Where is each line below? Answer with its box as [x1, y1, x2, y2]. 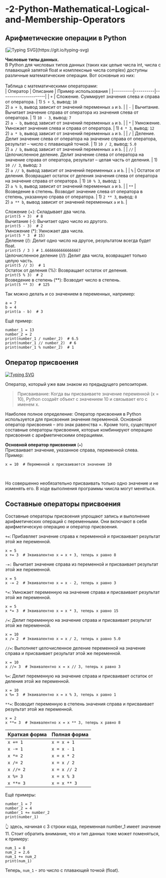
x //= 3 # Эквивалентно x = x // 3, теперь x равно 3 [5, 664, 121, 669]
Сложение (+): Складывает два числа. [5, 209, 87, 215]
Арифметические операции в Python [5, 34, 127, 42]
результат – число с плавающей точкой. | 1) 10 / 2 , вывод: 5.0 [5, 141, 137, 147]
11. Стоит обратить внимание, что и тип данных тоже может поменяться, [5, 830, 160, 836]
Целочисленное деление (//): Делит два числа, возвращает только [5, 252, 147, 258]
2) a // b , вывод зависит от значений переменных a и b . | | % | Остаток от [5, 167, 161, 173]
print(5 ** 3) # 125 [5, 282, 50, 287]
